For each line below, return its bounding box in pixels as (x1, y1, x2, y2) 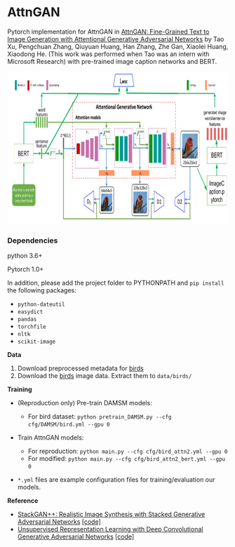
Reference (7, 497, 39, 505)
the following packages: (7, 286, 76, 295)
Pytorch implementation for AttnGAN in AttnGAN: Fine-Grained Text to (7, 27, 210, 36)
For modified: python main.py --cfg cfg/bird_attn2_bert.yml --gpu (27, 454, 226, 463)
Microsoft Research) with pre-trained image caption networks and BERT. (7, 57, 217, 65)
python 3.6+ (7, 252, 43, 260)
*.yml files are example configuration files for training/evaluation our (17, 475, 215, 484)
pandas (17, 316, 37, 323)
